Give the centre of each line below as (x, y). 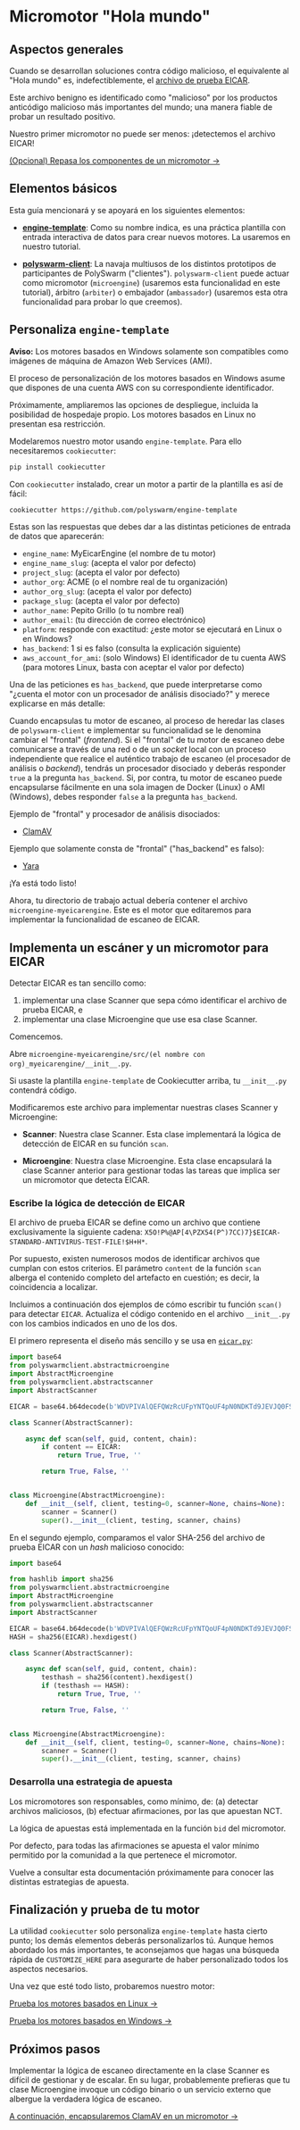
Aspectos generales (67, 50)
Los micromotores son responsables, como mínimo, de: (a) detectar (134, 1801)
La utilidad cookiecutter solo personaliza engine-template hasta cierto (138, 1931)
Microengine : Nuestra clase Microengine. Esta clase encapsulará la (147, 1161)
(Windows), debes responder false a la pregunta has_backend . (124, 797)
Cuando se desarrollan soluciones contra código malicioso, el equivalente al (149, 71)
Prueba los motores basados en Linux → (83, 2004)
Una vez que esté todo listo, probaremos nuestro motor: (112, 1986)
